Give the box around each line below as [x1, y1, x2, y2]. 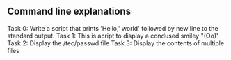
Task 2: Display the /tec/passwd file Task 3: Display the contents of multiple [7, 38, 225, 47]
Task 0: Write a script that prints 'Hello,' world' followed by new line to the [7, 24, 218, 32]
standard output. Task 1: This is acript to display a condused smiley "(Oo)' [7, 31, 218, 40]
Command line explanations [7, 6, 131, 17]
